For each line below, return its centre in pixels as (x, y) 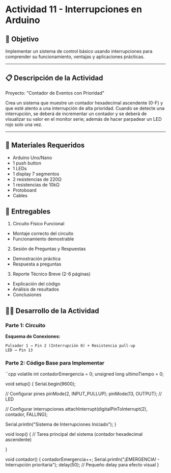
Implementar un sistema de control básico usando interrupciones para (79, 51)
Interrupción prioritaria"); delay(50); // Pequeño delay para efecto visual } (82, 465)
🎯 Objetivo (22, 39)
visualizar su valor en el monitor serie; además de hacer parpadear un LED (83, 119)
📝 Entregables (28, 212)
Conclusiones (27, 295)
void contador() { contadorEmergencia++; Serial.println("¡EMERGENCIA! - (82, 459)
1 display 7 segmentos (36, 174)
